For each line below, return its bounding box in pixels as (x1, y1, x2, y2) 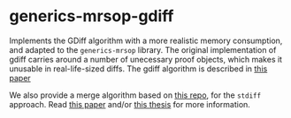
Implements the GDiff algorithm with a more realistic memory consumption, (9, 35, 283, 46)
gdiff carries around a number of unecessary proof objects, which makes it (9, 54, 283, 64)
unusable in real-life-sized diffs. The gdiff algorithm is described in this (9, 63, 268, 74)
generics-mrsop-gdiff (9, 6, 174, 26)
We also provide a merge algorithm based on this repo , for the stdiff (9, 90, 262, 100)
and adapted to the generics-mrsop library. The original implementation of (9, 44, 277, 55)
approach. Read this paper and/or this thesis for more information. (9, 99, 250, 109)
